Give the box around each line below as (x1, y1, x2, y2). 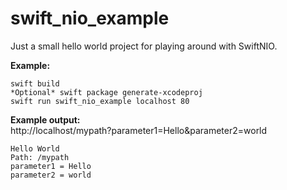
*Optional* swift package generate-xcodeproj (10, 87, 203, 97)
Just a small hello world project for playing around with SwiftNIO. (10, 40, 278, 52)
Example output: (10, 113, 81, 126)
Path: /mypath (10, 152, 70, 162)
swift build (10, 78, 60, 89)
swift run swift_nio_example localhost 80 (10, 96, 190, 106)
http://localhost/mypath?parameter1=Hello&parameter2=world (10, 124, 268, 136)
